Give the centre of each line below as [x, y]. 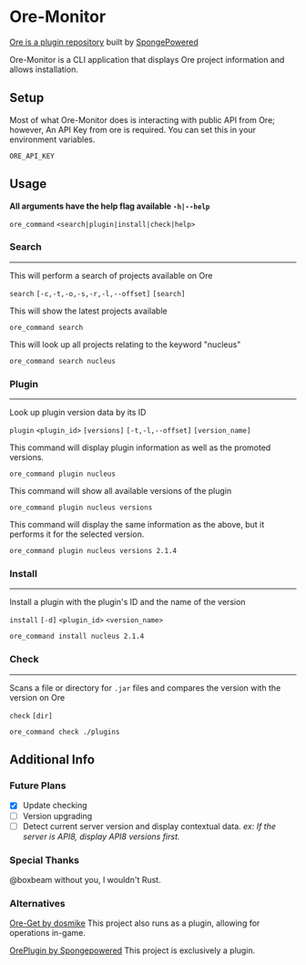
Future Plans [38, 785]
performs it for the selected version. [77, 534]
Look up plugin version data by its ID [78, 413]
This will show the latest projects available [88, 311]
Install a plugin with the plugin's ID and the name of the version [127, 602]
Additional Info [52, 760]
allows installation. [44, 69]
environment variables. [52, 139]
